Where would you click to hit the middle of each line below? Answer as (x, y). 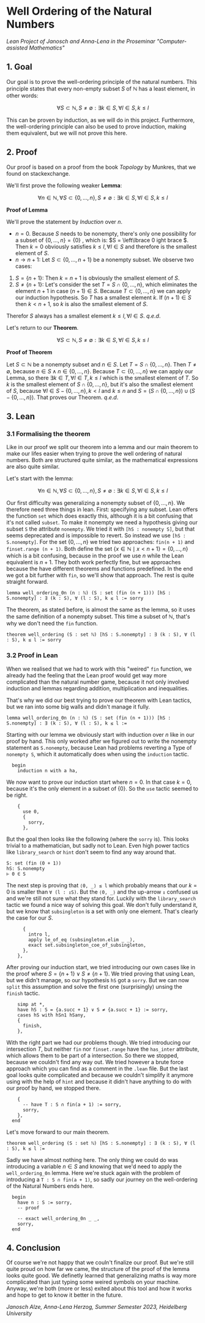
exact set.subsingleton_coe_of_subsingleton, (88, 945)
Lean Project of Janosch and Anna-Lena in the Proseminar (81, 41)
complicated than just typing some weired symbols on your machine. (93, 1282)
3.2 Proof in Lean (32, 655)
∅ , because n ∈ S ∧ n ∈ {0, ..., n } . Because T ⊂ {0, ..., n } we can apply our (100, 371)
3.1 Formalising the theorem (48, 434)
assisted (17, 48)
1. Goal (19, 67)
